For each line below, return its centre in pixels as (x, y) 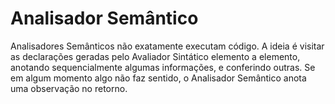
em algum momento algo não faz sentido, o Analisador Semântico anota (158, 78)
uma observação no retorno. (69, 88)
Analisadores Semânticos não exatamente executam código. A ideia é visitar (167, 46)
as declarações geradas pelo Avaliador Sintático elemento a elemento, (155, 56)
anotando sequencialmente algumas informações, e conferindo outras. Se (163, 67)
